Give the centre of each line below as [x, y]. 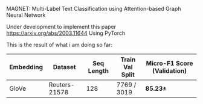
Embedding [26, 67]
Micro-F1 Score [169, 63]
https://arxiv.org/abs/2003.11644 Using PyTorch [66, 33]
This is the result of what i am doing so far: [60, 45]
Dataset [65, 67]
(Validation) [169, 71]
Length [98, 71]
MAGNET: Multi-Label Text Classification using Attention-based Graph [94, 9]
